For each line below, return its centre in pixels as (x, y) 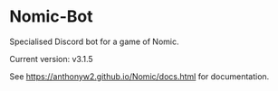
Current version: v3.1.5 (51, 59)
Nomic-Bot (51, 17)
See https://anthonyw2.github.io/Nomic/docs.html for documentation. (139, 76)
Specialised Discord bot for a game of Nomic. (94, 41)
